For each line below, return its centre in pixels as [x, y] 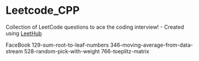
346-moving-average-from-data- [152, 45]
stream [14, 51]
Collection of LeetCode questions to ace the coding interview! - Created [95, 27]
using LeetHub [24, 33]
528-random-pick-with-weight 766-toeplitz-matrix [87, 51]
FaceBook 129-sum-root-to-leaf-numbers [57, 45]
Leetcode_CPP [43, 10]
